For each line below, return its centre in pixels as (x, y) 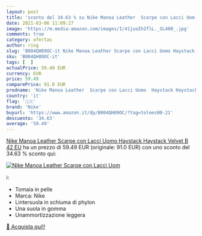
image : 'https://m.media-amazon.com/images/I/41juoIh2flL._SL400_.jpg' (98, 29)
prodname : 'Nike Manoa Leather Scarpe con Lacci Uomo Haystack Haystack (102, 90)
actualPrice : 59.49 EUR (36, 68)
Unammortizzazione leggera (50, 215)
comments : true (25, 34)
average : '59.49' (28, 124)
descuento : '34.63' (31, 118)
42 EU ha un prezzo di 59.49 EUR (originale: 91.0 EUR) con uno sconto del (98, 147)
